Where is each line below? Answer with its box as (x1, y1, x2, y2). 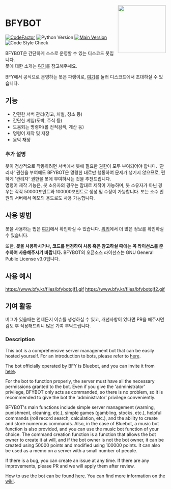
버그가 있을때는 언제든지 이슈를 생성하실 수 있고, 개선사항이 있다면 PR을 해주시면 (5, 316, 164, 323)
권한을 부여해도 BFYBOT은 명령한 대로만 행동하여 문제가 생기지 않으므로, (16, 169, 160, 175)
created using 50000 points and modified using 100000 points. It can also (5, 442, 160, 448)
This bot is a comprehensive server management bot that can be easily (5, 347, 154, 353)
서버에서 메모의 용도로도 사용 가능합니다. (14, 195, 95, 201)
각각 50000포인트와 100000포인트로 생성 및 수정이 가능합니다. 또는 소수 (14, 189, 159, 195)
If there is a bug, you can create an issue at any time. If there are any (5, 457, 150, 464)
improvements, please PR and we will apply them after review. (5, 462, 135, 469)
